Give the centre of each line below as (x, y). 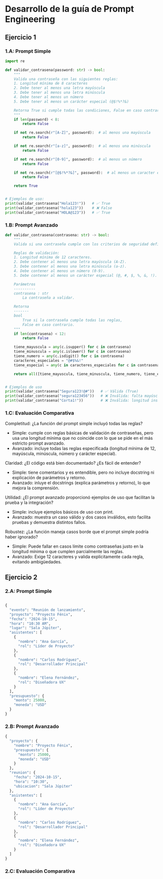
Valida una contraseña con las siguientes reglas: (66, 79)
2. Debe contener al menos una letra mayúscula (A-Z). (70, 262)
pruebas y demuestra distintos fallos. (49, 522)
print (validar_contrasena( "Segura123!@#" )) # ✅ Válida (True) (72, 392)
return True (26, 186)
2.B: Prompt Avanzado (32, 726)
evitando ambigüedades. (37, 562)
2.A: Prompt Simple (28, 591)
